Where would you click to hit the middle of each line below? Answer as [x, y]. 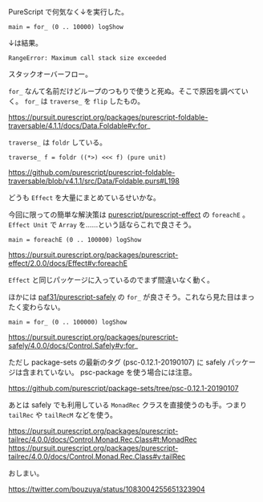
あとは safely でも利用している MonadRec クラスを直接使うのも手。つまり [127, 405]
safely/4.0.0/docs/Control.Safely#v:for [72, 345]
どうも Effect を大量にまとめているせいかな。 [84, 198]
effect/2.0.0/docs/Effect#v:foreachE [68, 263]
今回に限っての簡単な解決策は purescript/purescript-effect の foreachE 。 [129, 214]
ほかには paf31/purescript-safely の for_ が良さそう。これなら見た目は [125, 297]
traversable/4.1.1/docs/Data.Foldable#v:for [78, 126]
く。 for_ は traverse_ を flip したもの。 [77, 101]
